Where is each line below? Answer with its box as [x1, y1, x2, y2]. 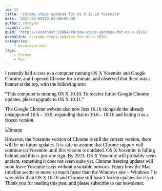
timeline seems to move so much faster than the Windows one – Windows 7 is [5, 169, 158, 175]
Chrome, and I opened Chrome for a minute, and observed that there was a [5, 76, 151, 82]
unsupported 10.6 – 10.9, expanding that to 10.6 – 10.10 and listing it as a [5, 112, 149, 117]
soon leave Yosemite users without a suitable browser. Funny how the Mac [5, 164, 151, 170]
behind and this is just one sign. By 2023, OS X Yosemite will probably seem [5, 153, 156, 159]
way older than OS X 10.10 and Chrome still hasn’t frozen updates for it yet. [5, 175, 155, 181]
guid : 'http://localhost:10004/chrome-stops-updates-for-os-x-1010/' [5, 30, 150, 35]
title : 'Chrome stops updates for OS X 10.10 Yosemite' [5, 12, 121, 17]
